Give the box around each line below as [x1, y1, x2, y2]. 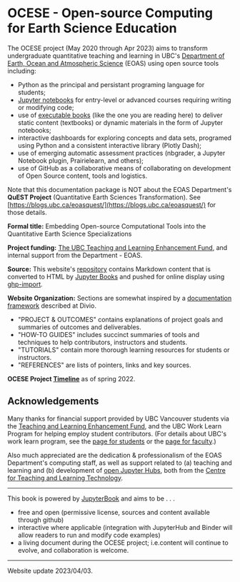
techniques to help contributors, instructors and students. [17, 338, 188, 346]
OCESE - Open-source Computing [7, 5, 213, 21]
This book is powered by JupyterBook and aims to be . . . [7, 494, 175, 503]
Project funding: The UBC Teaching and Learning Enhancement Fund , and [7, 243, 228, 251]
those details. [7, 208, 48, 216]
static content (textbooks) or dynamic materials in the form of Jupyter [17, 118, 224, 126]
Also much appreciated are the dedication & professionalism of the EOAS [7, 451, 223, 459]
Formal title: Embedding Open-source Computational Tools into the [7, 221, 206, 230]
